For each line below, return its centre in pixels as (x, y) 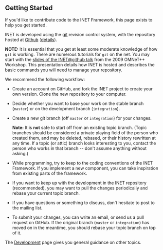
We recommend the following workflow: (45, 79)
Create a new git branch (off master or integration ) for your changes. (82, 118)
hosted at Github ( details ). (31, 40)
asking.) (20, 153)
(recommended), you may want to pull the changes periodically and (80, 188)
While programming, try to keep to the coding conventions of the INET (82, 163)
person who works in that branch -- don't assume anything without (79, 148)
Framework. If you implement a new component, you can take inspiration (85, 168)
